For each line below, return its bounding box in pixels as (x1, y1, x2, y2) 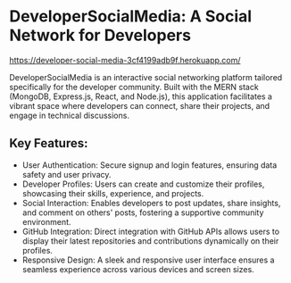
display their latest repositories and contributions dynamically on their (21, 235, 279, 246)
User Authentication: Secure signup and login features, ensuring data (21, 159, 278, 171)
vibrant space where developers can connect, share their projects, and (9, 100, 270, 111)
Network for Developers (9, 25, 192, 46)
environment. (21, 216, 71, 227)
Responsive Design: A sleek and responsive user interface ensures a (21, 254, 275, 265)
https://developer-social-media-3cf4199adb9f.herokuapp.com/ (9, 54, 241, 65)
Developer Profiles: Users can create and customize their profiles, (21, 179, 265, 189)
